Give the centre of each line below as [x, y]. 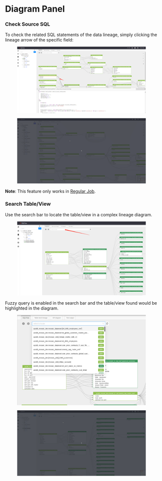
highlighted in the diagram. [32, 308]
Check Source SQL [28, 24]
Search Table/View [28, 204]
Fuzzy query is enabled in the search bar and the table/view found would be [81, 303]
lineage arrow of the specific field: [39, 40]
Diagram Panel [35, 9]
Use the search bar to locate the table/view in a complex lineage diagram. [79, 214]
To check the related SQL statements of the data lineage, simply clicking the [81, 35]
